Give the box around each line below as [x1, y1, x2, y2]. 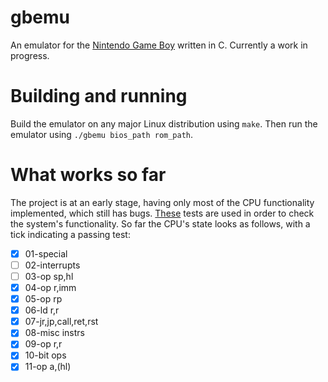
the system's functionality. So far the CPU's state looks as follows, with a [10, 217, 311, 230]
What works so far [10, 164, 167, 186]
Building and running [10, 85, 188, 108]
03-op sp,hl [24, 270, 74, 282]
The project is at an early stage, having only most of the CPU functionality [10, 196, 315, 208]
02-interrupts [24, 259, 81, 271]
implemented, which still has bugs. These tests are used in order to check [10, 207, 315, 219]
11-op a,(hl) [24, 361, 72, 373]
